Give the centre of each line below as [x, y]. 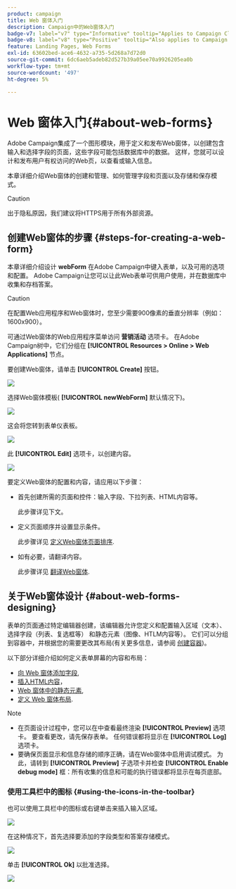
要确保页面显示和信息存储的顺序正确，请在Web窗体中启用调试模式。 [116, 754]
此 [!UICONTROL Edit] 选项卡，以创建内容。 [71, 454]
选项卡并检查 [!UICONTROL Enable [178, 763]
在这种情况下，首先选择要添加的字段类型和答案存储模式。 [90, 837]
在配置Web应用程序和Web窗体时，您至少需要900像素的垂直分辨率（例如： [115, 313]
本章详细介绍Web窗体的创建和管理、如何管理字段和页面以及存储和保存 [109, 176]
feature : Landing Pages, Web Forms [59, 46]
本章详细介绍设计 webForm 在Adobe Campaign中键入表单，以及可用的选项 [116, 267]
